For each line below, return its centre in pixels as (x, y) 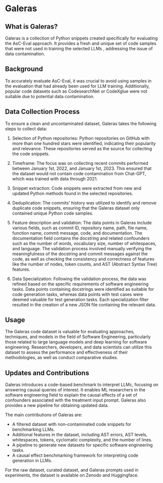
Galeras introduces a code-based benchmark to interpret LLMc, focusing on (82, 385)
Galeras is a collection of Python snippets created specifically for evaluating (81, 38)
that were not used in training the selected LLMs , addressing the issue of (79, 49)
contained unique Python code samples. (53, 213)
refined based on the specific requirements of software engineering (80, 284)
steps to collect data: (26, 129)
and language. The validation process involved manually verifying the (82, 248)
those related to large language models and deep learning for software (76, 342)
